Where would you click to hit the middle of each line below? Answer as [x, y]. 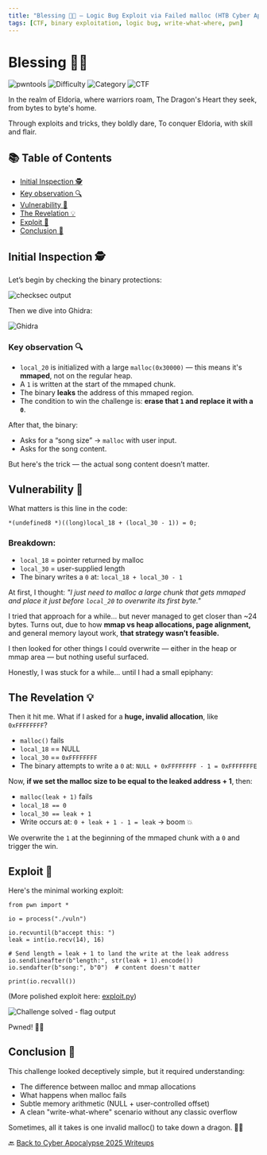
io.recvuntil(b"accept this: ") [62, 933]
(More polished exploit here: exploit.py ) [72, 996]
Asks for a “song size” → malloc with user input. [98, 440]
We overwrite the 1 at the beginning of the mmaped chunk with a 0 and [124, 838]
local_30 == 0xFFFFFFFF [58, 758]
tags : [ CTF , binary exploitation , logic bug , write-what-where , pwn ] [126, 23]
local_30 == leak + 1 [55, 814]
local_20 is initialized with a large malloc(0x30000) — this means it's [131, 367]
